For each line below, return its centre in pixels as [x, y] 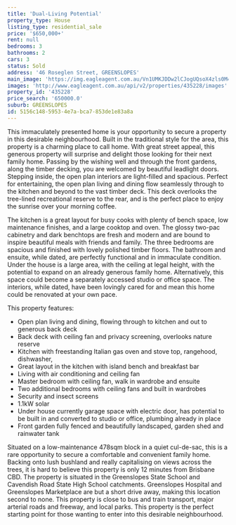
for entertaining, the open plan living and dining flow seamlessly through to [116, 184]
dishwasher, [35, 359]
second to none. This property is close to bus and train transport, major [111, 499]
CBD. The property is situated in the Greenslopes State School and [104, 477]
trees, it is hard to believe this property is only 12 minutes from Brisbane [111, 469]
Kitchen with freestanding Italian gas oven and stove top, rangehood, [117, 351]
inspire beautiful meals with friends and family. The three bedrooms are [111, 242]
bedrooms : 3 [25, 46]
